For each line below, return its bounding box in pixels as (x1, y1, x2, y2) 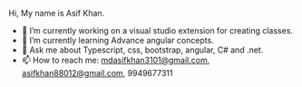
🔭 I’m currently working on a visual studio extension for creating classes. (21, 25, 294, 35)
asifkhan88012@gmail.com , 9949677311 (21, 68, 173, 78)
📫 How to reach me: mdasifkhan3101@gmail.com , (21, 54, 210, 65)
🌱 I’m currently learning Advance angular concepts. (21, 35, 214, 45)
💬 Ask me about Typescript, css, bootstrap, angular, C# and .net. (21, 44, 264, 55)
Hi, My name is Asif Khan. (8, 8, 105, 18)
